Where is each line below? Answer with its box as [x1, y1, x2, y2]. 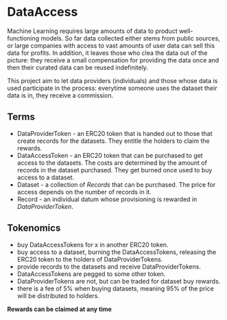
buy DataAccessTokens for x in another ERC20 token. [16, 240, 169, 249]
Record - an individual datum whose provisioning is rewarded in [16, 195, 198, 203]
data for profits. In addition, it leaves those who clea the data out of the [7, 49, 208, 57]
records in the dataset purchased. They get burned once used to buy [16, 165, 213, 174]
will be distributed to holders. [16, 291, 99, 299]
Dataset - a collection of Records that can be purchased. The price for [16, 180, 216, 189]
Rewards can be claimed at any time [7, 305, 112, 313]
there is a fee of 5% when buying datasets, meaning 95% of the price [16, 284, 214, 293]
